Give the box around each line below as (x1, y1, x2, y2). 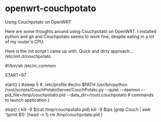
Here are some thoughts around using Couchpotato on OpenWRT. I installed (5, 28, 157, 34)
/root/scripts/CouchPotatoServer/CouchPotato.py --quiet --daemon (5, 87, 140, 92)
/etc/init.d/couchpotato (5, 53, 51, 59)
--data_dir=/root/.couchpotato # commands (66, 92, 154, 98)
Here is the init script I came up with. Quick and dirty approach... (5, 48, 134, 54)
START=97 (5, 72, 27, 78)
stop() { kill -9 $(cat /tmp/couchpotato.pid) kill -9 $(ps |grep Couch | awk (5, 106, 151, 112)
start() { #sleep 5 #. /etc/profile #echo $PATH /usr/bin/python (5, 81, 128, 87)
